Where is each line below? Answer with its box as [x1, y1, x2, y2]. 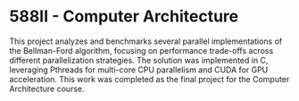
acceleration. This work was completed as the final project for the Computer [9, 73, 290, 84]
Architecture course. [9, 83, 85, 94]
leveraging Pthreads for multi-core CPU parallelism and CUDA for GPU [9, 64, 269, 75]
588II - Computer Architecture [9, 6, 239, 27]
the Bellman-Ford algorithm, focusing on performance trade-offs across [9, 45, 274, 55]
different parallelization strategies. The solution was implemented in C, [9, 55, 269, 65]
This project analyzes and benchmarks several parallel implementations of [9, 36, 283, 46]
